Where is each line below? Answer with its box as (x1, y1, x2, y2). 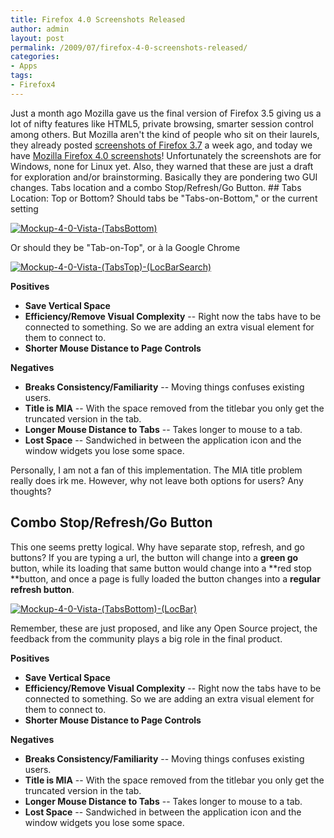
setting (10, 202, 39, 215)
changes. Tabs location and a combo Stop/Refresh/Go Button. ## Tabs (10, 181, 302, 193)
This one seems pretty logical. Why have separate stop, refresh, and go (10, 541, 305, 553)
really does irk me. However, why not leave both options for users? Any (10, 474, 304, 486)
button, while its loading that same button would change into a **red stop (10, 562, 312, 574)
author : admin (10, 24, 70, 34)
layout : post (10, 33, 65, 43)
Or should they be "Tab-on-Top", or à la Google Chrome (10, 241, 241, 253)
